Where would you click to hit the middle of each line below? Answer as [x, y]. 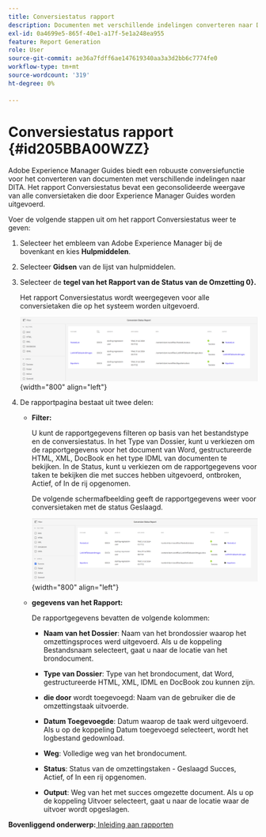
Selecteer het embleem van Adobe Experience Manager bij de [121, 243]
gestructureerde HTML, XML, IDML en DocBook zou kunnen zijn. [149, 682]
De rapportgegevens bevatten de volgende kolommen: [120, 618]
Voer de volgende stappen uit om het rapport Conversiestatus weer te [122, 220]
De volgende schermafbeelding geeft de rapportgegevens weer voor [144, 498]
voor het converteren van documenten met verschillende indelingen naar [127, 179]
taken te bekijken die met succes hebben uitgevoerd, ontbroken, [136, 475]
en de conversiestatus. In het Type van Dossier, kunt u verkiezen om [143, 441]
